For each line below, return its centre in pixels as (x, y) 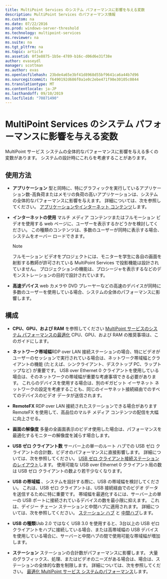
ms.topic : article (24, 51)
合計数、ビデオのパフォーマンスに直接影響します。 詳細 (95, 452)
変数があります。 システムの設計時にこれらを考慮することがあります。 (77, 158)
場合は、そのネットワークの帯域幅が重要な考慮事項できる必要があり (82, 376)
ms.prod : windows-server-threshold (42, 28)
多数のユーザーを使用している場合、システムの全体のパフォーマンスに (84, 292)
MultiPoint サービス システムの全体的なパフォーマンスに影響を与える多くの (82, 152)
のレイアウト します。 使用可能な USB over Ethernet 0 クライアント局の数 (87, 465)
